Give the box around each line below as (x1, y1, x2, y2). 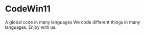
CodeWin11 (5, 3, 50, 14)
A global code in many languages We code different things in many (5, 19, 141, 25)
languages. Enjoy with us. (5, 24, 57, 30)
